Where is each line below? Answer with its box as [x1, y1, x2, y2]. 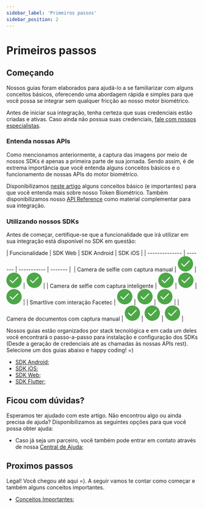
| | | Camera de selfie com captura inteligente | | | [23, 282, 197, 290]
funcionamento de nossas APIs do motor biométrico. [6, 170, 139, 177]
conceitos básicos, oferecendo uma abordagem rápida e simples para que [6, 91, 194, 98]
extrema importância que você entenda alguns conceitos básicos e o [6, 164, 180, 171]
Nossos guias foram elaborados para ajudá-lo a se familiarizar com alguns [6, 84, 194, 91]
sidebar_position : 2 [6, 16, 59, 23]
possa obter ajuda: [6, 425, 54, 432]
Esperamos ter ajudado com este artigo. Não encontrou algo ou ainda [6, 412, 182, 419]
